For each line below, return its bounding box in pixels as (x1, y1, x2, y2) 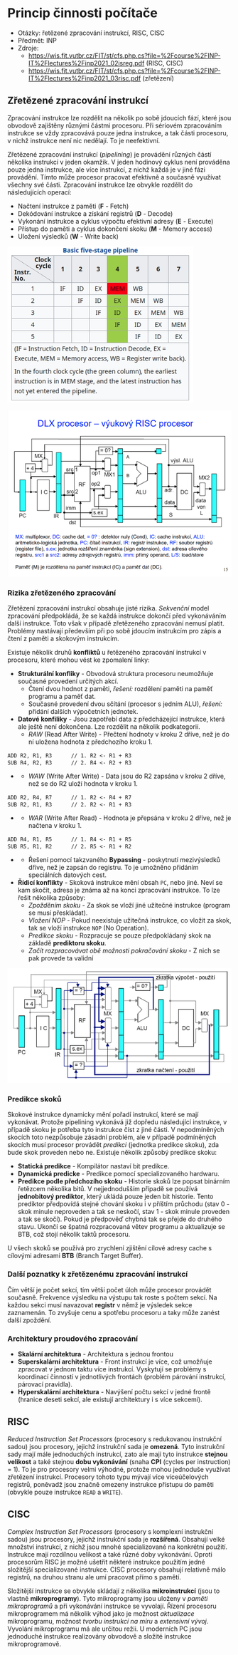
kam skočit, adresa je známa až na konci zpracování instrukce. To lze (17, 886, 220, 895)
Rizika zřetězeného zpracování (7, 588, 117, 598)
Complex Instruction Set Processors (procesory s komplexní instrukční (7, 1527, 214, 1536)
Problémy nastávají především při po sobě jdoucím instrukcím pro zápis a (7, 627, 222, 635)
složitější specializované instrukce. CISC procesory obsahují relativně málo (7, 1565, 226, 1574)
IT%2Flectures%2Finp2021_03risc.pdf (28, 73, 141, 83)
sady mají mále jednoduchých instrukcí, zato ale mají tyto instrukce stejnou (7, 1450, 228, 1458)
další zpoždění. (7, 1316, 52, 1324)
